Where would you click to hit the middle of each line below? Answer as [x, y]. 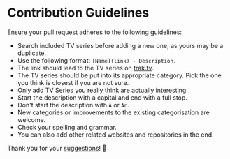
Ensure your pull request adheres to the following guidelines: [95, 32]
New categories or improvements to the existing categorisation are [113, 112]
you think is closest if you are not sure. [73, 82]
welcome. [31, 119]
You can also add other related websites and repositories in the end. [116, 135]
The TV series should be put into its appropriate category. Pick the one [119, 75]
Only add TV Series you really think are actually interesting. [103, 90]
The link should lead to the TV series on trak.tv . [85, 68]
